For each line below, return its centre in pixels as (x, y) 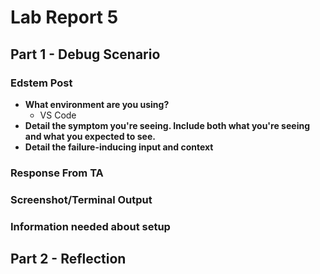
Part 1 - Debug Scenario (85, 54)
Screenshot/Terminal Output (81, 199)
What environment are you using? (97, 104)
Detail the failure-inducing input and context (119, 147)
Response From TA (57, 173)
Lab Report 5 (64, 17)
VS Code (58, 115)
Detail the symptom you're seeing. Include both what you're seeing (167, 125)
